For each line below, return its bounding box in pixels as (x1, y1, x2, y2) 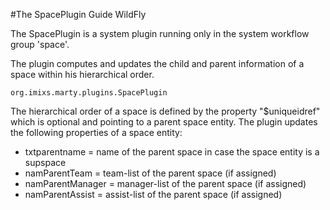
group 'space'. (10, 39, 70, 50)
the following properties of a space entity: (10, 127, 183, 138)
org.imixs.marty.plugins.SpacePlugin (10, 88, 168, 98)
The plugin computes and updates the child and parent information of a (10, 58, 305, 69)
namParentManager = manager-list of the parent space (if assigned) (24, 178, 307, 189)
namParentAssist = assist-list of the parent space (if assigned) (24, 189, 283, 200)
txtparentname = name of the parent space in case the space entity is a (24, 146, 320, 158)
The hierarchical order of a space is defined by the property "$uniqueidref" (10, 105, 321, 117)
